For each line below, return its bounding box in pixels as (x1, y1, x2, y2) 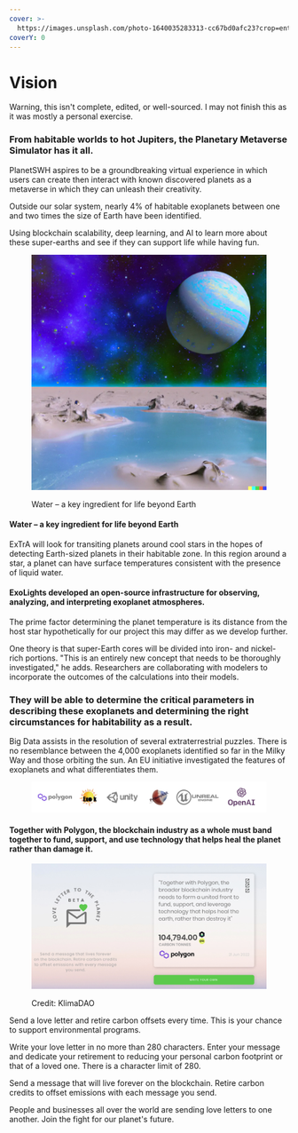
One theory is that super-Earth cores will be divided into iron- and (9, 644, 250, 654)
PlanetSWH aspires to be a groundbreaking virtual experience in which (9, 164, 268, 175)
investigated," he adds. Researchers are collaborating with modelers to (9, 662, 268, 673)
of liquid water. (9, 566, 64, 577)
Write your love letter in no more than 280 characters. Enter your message (9, 1042, 281, 1052)
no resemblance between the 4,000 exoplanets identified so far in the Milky (9, 746, 286, 757)
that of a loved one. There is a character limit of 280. (9, 1060, 201, 1071)
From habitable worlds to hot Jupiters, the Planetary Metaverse (9, 133, 288, 146)
